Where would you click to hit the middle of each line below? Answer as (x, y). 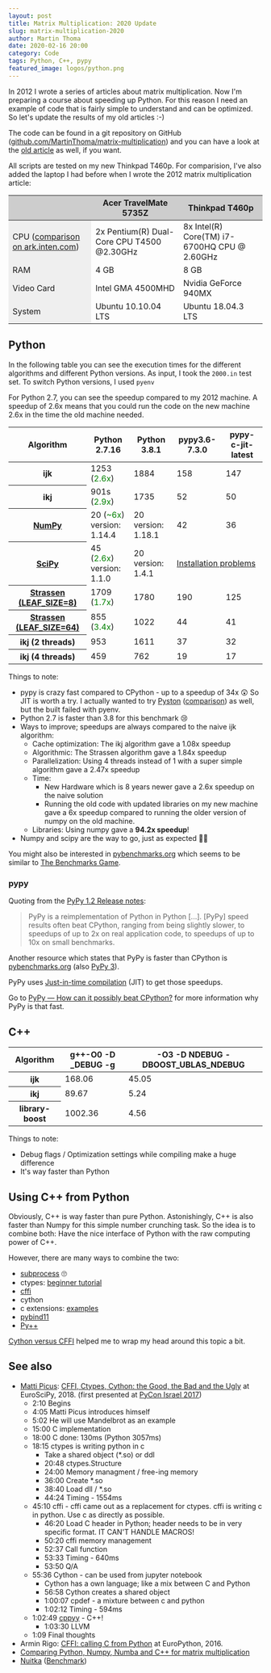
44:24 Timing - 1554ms (83, 1497)
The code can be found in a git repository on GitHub (95, 132)
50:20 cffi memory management (98, 1541)
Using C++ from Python (69, 1197)
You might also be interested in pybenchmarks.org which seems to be (124, 854)
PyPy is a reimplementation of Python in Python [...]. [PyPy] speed (138, 917)
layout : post (30, 16)
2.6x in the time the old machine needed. (76, 414)
